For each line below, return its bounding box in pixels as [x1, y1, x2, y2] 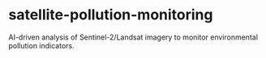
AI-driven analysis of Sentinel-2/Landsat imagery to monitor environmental [8, 32, 258, 42]
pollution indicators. [8, 40, 75, 50]
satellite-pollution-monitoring [8, 6, 213, 24]
